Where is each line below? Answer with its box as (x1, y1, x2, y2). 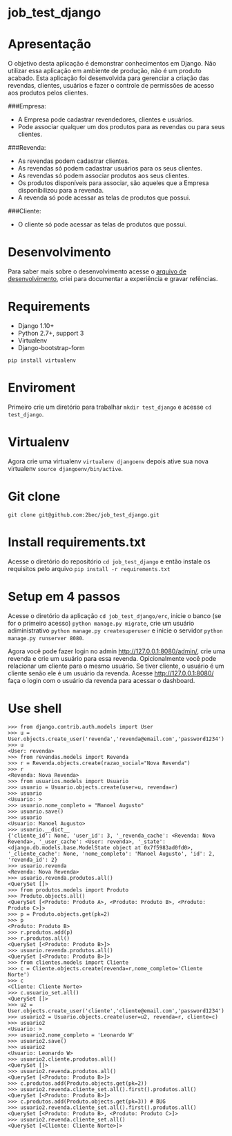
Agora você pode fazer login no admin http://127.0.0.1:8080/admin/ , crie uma (8, 647, 226, 655)
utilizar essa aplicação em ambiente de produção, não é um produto (8, 67, 202, 75)
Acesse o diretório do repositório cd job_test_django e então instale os (8, 557, 211, 566)
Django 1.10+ (17, 322, 55, 329)
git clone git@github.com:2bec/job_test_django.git (8, 511, 159, 519)
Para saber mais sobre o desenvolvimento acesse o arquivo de (8, 267, 187, 276)
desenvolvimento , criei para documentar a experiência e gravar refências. (8, 275, 218, 283)
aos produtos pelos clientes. (8, 88, 88, 97)
